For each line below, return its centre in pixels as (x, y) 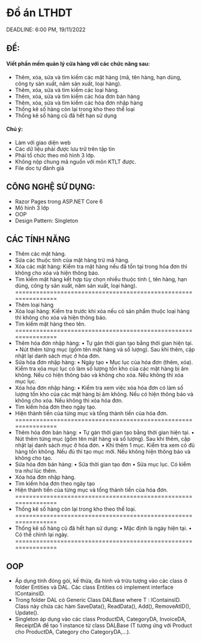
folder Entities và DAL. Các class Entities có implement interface (94, 587)
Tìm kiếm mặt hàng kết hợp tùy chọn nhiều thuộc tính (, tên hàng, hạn (101, 279)
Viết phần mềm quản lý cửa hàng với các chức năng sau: (78, 64)
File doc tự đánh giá (39, 168)
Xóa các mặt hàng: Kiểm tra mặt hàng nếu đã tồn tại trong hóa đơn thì (101, 267)
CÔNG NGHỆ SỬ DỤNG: (51, 187)
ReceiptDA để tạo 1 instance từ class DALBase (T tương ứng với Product (103, 625)
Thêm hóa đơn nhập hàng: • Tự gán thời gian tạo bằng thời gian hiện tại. (104, 343)
